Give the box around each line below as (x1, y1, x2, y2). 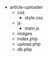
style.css (24, 15, 43, 20)
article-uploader (9, 4, 43, 10)
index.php (17, 36, 38, 42)
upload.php (17, 41, 41, 47)
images (17, 31, 33, 36)
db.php (17, 47, 32, 52)
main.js (24, 25, 40, 31)
